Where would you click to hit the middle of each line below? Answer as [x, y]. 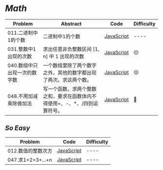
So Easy [18, 128]
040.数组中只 [23, 65]
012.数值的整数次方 [30, 151]
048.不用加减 [23, 96]
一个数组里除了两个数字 [70, 65]
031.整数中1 [22, 49]
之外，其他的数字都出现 [70, 72]
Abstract [71, 24]
